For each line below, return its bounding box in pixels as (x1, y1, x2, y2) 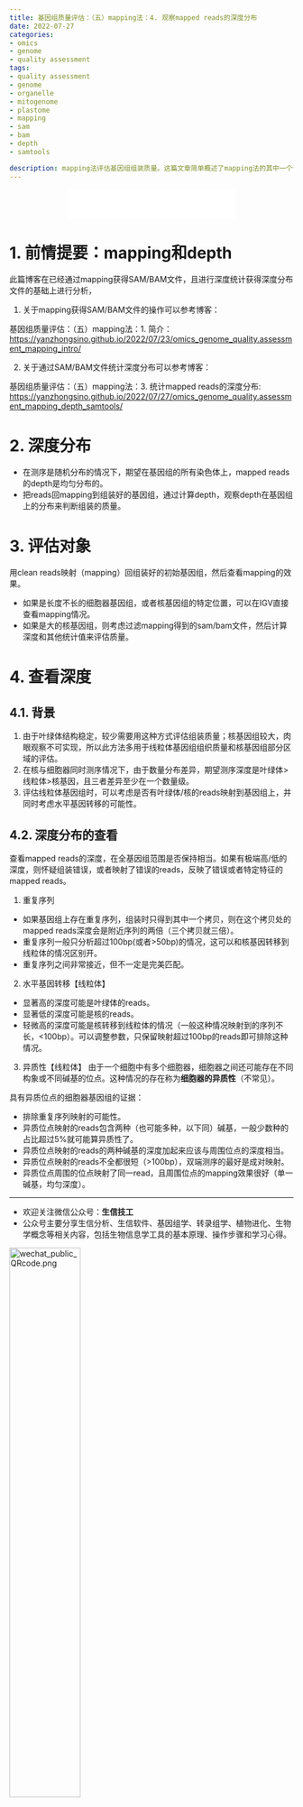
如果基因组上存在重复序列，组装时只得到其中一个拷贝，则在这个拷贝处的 (22, 914, 291, 925)
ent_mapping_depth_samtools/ (9, 401, 124, 411)
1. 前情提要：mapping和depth (9, 243, 233, 263)
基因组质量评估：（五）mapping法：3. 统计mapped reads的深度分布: (9, 381, 262, 392)
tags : (9, 64, 30, 73)
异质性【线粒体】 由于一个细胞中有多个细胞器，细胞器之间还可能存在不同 (22, 1062, 294, 1073)
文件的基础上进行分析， (9, 285, 96, 296)
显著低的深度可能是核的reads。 (22, 1009, 139, 1019)
